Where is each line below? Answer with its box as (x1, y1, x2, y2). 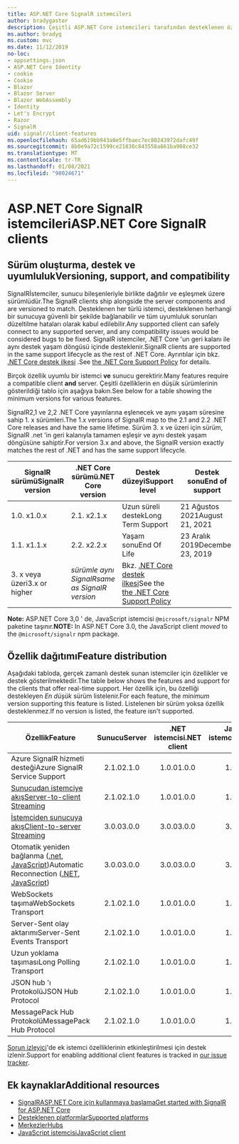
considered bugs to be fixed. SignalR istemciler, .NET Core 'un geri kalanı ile (7, 335, 230, 343)
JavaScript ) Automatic (11, 860, 84, 870)
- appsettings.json (7, 57, 65, 64)
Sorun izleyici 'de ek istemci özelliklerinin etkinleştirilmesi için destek (7, 1043, 207, 1052)
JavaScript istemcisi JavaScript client (17, 1128, 126, 1137)
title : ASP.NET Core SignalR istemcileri (7, 10, 132, 18)
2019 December (180, 540, 235, 550)
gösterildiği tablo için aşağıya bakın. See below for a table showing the (7, 386, 212, 395)
